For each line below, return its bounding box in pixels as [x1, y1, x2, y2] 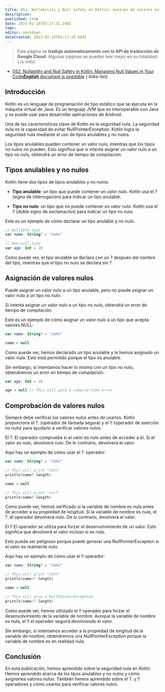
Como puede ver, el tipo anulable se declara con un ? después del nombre [5, 255, 156, 260]
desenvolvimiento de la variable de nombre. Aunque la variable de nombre [5, 613, 156, 619]
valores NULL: [5, 322, 34, 328]
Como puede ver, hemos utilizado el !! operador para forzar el [5, 608, 130, 614]
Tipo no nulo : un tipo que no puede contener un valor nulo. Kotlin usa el [12, 203, 158, 209]
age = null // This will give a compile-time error [5, 388, 113, 393]
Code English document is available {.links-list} [12, 73, 108, 79]
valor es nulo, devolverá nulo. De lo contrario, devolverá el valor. [5, 440, 136, 446]
